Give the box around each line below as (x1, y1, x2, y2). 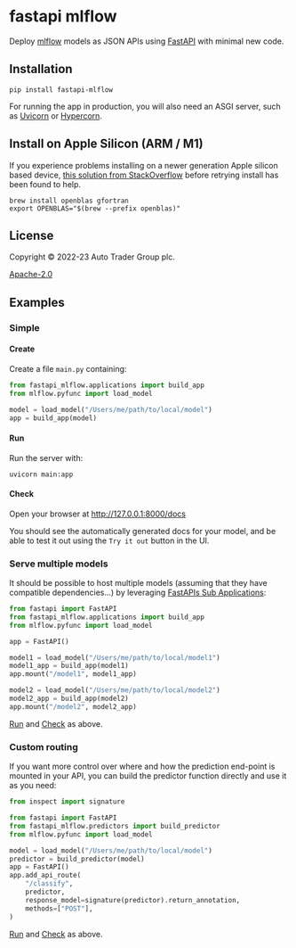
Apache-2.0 (9, 269, 53, 280)
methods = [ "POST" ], (25, 903, 93, 913)
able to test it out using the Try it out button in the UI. (9, 535, 210, 546)
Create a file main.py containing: (9, 363, 127, 374)
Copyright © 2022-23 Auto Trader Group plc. (9, 251, 175, 262)
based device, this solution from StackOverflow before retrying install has (9, 169, 279, 180)
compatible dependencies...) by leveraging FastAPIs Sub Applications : (9, 587, 267, 598)
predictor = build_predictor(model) (9, 854, 145, 863)
